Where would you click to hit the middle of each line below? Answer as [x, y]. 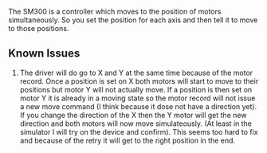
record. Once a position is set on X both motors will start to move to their [139, 81]
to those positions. [39, 28]
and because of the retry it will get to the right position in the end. [128, 140]
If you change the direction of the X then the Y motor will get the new [133, 115]
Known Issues [44, 54]
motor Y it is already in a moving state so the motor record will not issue [137, 98]
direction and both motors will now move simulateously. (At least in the [136, 124]
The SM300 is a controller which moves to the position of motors [115, 12]
